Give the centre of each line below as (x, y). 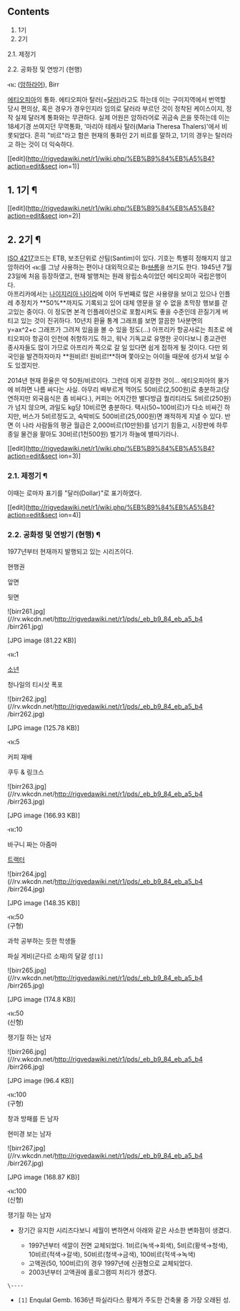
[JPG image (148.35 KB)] (44, 903)
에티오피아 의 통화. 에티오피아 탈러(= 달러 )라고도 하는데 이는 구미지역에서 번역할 (117, 99)
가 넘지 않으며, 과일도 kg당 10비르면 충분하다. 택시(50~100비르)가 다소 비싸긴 (115, 407)
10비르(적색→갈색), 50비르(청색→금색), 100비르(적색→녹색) (112, 1255)
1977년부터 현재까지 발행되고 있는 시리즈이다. (70, 552)
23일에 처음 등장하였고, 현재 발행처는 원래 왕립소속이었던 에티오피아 (102, 276)
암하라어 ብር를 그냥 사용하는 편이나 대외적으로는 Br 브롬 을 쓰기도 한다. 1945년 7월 (120, 267)
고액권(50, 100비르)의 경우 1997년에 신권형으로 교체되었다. (110, 1263)
